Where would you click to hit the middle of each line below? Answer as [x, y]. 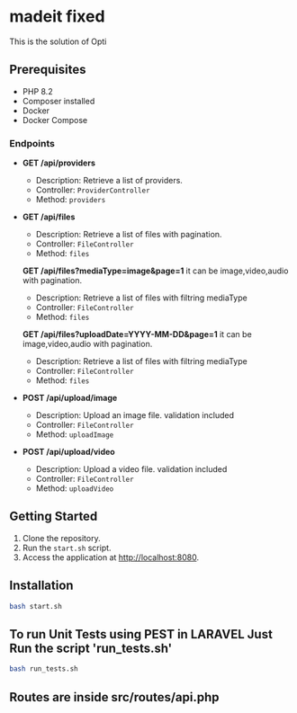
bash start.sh [36, 606]
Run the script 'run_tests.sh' [91, 648]
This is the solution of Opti [58, 41]
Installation [41, 586]
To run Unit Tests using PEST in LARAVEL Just [141, 634]
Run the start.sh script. [67, 548]
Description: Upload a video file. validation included [131, 469]
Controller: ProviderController [93, 190]
